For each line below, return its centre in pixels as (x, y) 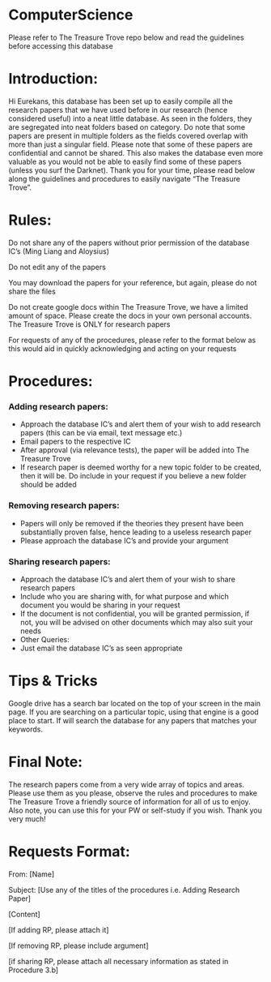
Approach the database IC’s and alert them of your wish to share (128, 579)
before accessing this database (61, 45)
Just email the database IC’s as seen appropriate (102, 648)
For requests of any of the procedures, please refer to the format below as (132, 340)
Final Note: (46, 762)
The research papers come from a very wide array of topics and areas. (127, 784)
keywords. (25, 729)
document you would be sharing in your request (100, 605)
